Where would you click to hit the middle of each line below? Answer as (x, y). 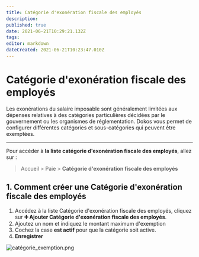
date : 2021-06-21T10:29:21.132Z (46, 31)
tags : (13, 38)
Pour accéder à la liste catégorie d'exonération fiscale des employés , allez (99, 151)
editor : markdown (28, 44)
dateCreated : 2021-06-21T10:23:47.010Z (55, 50)
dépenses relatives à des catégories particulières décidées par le (86, 115)
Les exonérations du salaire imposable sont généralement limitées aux (92, 109)
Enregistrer (29, 236)
